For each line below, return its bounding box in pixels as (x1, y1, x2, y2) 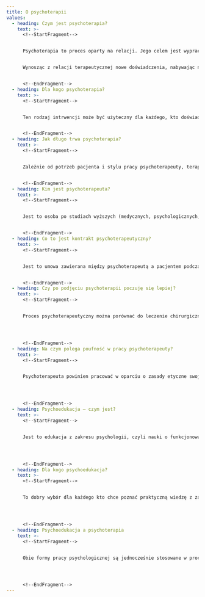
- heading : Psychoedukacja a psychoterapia (12, 527, 124, 533)
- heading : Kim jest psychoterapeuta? (12, 186, 111, 192)
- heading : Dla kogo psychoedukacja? (12, 466, 108, 473)
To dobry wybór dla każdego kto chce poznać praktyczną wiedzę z (22, 494, 192, 501)
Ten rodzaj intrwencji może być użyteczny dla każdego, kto (22, 114, 179, 120)
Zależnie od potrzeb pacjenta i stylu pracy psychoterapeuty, (22, 164, 184, 170)
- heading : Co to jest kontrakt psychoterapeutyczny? (12, 236, 151, 242)
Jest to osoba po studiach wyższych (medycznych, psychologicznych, (22, 214, 201, 220)
